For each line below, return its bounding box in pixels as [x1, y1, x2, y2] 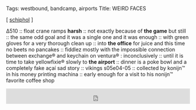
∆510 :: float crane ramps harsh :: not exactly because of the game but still [6, 27, 187, 34]
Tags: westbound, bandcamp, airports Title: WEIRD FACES [6, 5, 146, 12]
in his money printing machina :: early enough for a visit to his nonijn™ [6, 71, 173, 77]
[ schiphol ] [6, 16, 33, 23]
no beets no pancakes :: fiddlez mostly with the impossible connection [6, 46, 176, 53]
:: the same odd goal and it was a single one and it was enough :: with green [6, 34, 189, 40]
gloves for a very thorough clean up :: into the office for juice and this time [6, 40, 185, 47]
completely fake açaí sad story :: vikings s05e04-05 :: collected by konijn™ [6, 65, 185, 72]
